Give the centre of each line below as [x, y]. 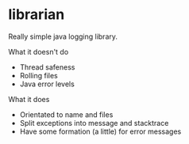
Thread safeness [47, 67]
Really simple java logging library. [63, 36]
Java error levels [47, 84]
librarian [37, 15]
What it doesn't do [39, 51]
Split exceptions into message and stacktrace [94, 123]
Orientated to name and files [66, 114]
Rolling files [39, 75]
